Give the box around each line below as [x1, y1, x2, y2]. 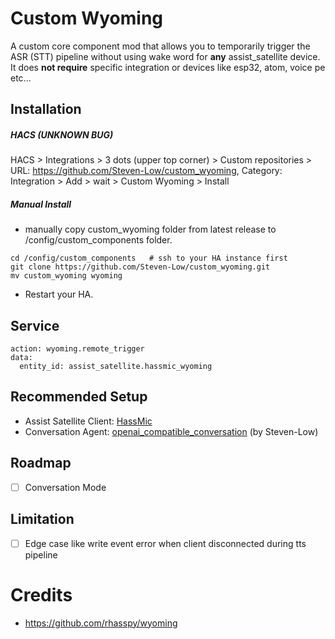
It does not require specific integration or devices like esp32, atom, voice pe [10, 61, 326, 73]
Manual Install [10, 198, 72, 210]
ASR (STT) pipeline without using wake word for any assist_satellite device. [10, 50, 321, 62]
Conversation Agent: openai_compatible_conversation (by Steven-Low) [24, 425, 319, 437]
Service [10, 317, 60, 334]
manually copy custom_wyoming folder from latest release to [24, 223, 277, 236]
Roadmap [10, 455, 72, 472]
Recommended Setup [10, 388, 148, 406]
